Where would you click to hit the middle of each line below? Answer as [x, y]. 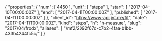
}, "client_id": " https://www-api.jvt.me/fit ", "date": [97, 18]
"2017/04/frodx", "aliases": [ [34, 28]
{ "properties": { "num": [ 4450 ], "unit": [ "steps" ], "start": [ [66, 7]
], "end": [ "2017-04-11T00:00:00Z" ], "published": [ [89, 12]
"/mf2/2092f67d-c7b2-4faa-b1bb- [99, 28]
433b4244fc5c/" [22, 33]
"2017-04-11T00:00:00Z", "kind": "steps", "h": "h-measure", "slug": [73, 23]
